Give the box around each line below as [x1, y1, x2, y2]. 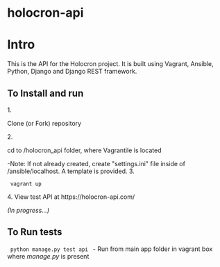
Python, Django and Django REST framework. [7, 67, 137, 76]
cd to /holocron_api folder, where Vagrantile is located [7, 146, 162, 154]
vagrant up [10, 180, 42, 187]
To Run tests [7, 226, 62, 238]
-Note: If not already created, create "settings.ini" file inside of [7, 159, 186, 168]
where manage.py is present [7, 252, 90, 260]
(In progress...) [7, 206, 50, 214]
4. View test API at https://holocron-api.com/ [7, 193, 135, 201]
